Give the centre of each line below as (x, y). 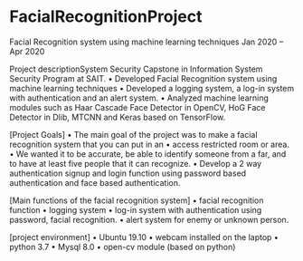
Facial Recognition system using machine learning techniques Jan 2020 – (147, 42)
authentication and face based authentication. (95, 182)
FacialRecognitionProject (106, 17)
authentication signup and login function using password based (128, 173)
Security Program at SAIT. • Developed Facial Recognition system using (143, 78)
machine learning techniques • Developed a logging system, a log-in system (152, 88)
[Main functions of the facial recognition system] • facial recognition (137, 200)
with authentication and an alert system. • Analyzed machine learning (139, 98)
